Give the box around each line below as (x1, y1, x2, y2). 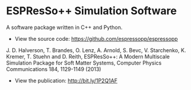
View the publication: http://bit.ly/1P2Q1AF (14, 77, 117, 84)
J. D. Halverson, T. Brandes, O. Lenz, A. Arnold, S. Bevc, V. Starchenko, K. (6, 46, 186, 54)
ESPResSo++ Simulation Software (6, 4, 177, 18)
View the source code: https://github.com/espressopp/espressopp (14, 35, 178, 42)
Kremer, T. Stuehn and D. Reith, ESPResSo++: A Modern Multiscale (6, 53, 170, 60)
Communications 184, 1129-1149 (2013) (6, 65, 101, 72)
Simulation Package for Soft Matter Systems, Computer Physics (6, 59, 162, 66)
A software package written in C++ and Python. (6, 24, 123, 31)
